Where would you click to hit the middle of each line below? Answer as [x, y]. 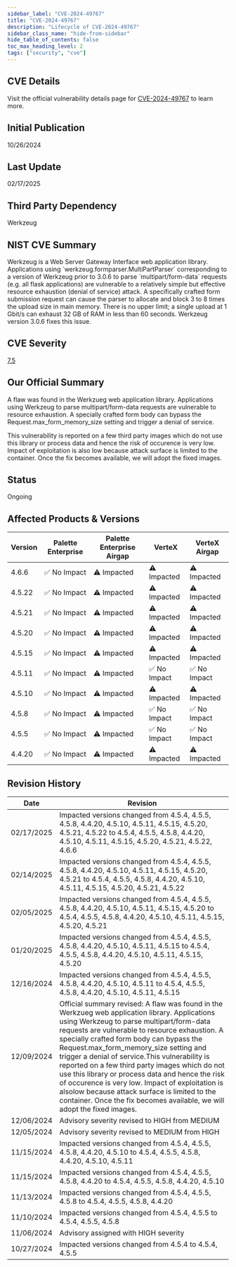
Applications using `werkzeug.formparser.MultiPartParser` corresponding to [117, 269]
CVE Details [34, 81]
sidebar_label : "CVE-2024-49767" [56, 14]
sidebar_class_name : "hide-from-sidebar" [69, 33]
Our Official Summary [56, 382]
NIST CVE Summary [52, 245]
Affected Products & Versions [74, 519]
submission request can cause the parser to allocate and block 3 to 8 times [116, 298]
